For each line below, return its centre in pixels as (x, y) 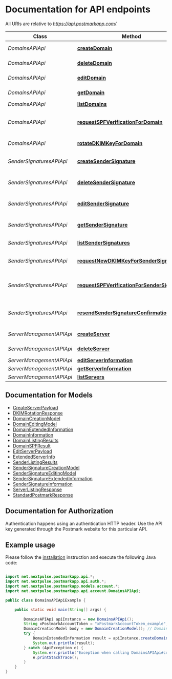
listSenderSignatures (103, 242)
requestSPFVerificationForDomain (120, 122)
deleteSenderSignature (106, 182)
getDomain (91, 92)
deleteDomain (94, 63)
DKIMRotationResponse (38, 413)
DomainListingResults (36, 440)
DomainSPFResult (32, 446)
